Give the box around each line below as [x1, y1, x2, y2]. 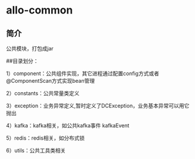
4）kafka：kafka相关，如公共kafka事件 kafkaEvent [6, 122, 130, 129]
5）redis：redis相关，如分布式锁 [6, 134, 85, 141]
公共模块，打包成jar [6, 45, 54, 52]
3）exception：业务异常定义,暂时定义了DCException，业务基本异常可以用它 [6, 102, 190, 109]
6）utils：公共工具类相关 [6, 147, 66, 154]
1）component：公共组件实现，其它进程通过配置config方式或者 [6, 70, 160, 77]
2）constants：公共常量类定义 [6, 90, 80, 97]
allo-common [6, 4, 73, 17]
